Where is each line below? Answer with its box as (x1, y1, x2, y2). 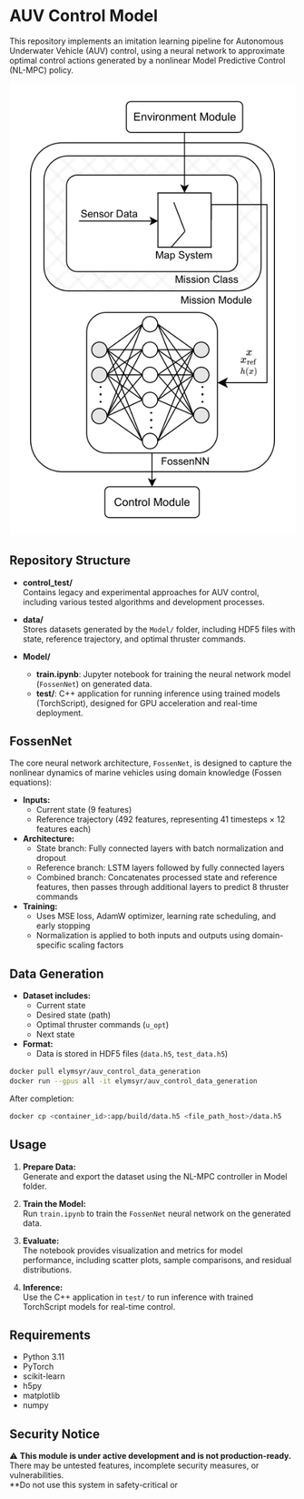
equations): (9, 777, 53, 788)
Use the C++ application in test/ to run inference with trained (22, 1291, 254, 1302)
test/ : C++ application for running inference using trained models (35, 688, 281, 699)
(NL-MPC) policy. (9, 65, 74, 76)
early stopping (35, 920, 91, 931)
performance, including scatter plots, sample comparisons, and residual (22, 1254, 292, 1265)
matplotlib (22, 1390, 61, 1402)
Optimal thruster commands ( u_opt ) (35, 1019, 170, 1030)
